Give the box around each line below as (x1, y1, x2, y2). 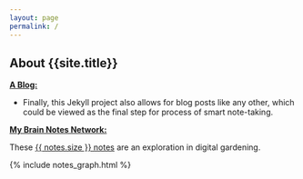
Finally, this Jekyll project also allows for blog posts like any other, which (22, 97, 295, 108)
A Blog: (9, 79, 38, 91)
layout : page (9, 13, 59, 23)
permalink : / (9, 22, 59, 31)
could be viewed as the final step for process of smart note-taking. (22, 106, 274, 118)
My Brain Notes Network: (9, 124, 107, 135)
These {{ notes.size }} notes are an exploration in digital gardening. (9, 142, 261, 153)
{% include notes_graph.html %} (9, 160, 132, 171)
